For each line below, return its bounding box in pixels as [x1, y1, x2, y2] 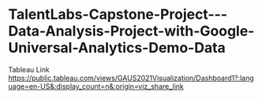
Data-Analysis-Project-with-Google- [8, 22, 255, 40]
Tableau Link [8, 64, 50, 74]
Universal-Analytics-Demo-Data [8, 39, 226, 57]
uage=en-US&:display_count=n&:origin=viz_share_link [8, 81, 184, 91]
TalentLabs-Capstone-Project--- [8, 5, 227, 24]
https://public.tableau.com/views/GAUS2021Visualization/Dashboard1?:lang [8, 73, 254, 82]
